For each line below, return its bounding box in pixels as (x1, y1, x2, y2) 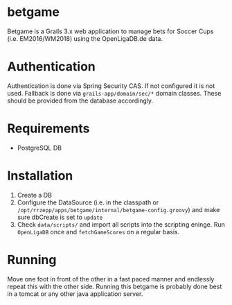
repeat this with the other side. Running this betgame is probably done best (7, 282, 222, 290)
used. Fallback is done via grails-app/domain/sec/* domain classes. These (7, 89, 222, 97)
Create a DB (17, 191, 52, 199)
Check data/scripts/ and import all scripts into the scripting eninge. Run (17, 220, 225, 229)
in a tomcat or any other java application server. (7, 289, 143, 298)
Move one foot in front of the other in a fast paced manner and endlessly (7, 274, 215, 283)
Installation (7, 168, 73, 184)
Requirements (7, 121, 90, 137)
